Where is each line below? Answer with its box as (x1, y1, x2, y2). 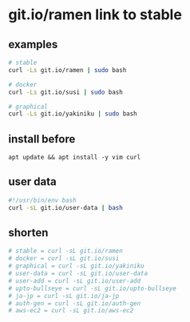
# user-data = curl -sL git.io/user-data (8, 270, 148, 278)
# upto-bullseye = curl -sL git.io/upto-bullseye (8, 284, 177, 292)
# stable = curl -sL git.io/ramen (8, 247, 124, 256)
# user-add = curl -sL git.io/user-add (8, 276, 141, 285)
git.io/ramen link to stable (8, 6, 182, 24)
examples (8, 38, 58, 51)
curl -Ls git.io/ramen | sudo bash (8, 66, 127, 74)
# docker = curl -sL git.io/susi (8, 255, 120, 263)
